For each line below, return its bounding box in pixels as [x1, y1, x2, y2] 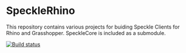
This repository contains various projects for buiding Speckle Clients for [6, 23, 180, 30]
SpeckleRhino [6, 4, 75, 17]
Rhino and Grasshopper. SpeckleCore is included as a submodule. [6, 29, 166, 36]
